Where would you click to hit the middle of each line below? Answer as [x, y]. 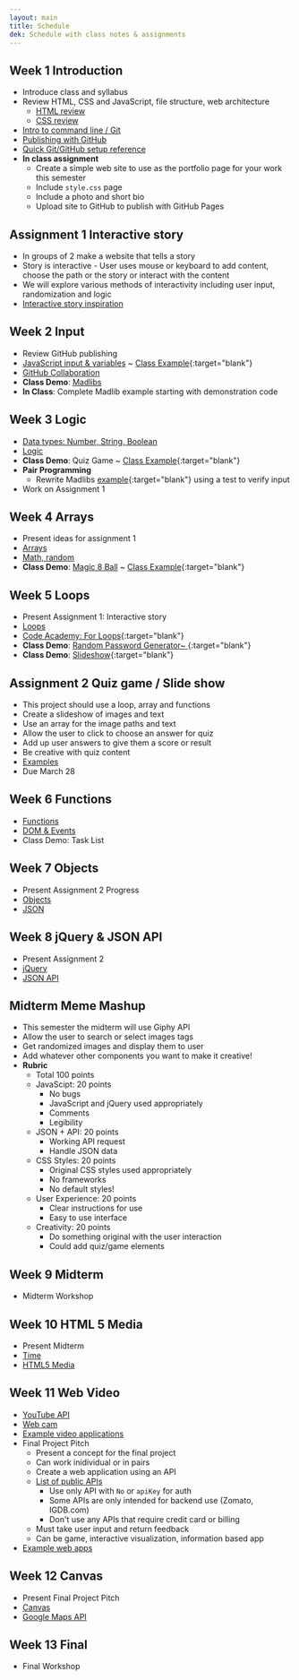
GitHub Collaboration [61, 372]
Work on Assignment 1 [64, 488]
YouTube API [46, 1414]
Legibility [66, 1123]
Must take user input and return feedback [112, 1529]
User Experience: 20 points [86, 1199]
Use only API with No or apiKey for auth [120, 1490]
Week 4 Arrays [51, 517]
